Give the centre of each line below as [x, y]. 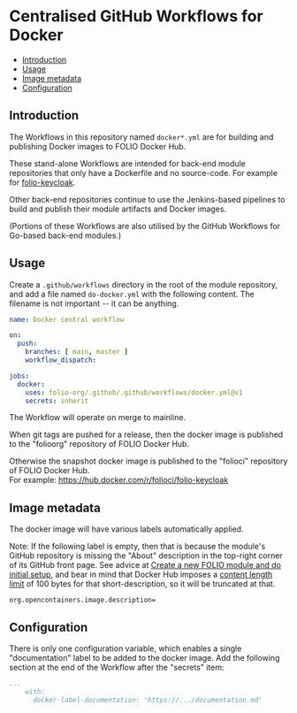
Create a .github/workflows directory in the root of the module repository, [144, 284]
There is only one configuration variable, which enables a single [126, 648]
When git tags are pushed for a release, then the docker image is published [146, 434]
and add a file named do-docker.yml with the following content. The [132, 294]
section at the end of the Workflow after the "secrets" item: [117, 667]
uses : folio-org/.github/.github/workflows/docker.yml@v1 [134, 392]
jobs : [19, 376]
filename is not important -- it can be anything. [94, 303]
